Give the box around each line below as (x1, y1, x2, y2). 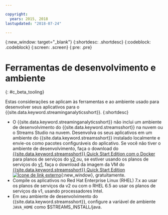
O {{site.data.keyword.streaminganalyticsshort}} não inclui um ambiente (12, 119, 162, 125)
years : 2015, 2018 (10, 16, 49, 21)
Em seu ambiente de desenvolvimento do (12, 193, 98, 199)
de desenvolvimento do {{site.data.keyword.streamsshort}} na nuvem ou (12, 124, 163, 130)
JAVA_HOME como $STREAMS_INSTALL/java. (12, 204, 102, 210)
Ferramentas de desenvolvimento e (5, 62, 156, 73)
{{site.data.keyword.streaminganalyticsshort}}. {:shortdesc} (5, 109, 129, 115)
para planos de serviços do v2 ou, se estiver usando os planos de (12, 156, 149, 162)
